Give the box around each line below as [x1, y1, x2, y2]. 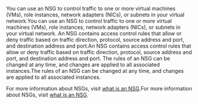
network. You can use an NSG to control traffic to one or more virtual [6, 18, 172, 24]
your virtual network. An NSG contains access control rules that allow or [6, 30, 182, 37]
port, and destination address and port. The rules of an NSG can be [6, 55, 170, 62]
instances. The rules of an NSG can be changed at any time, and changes [6, 68, 184, 74]
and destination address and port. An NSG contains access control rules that [6, 42, 191, 49]
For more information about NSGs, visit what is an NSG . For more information [6, 85, 192, 92]
